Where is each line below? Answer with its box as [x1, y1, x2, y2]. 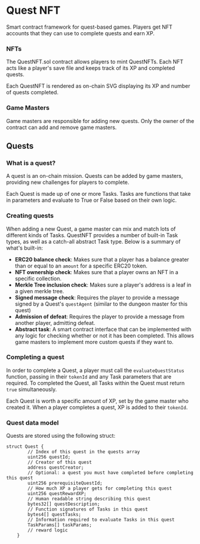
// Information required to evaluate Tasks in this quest [27, 517, 175, 523]
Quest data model [6, 419, 59, 427]
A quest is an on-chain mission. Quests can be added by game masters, [6, 173, 183, 180]
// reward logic [27, 527, 68, 533]
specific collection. [14, 275, 61, 282]
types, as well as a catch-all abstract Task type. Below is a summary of [6, 238, 181, 245]
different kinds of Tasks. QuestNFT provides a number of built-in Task [6, 231, 178, 239]
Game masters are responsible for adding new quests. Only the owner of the [6, 117, 195, 124]
